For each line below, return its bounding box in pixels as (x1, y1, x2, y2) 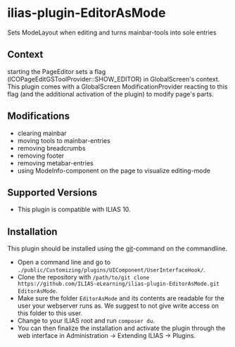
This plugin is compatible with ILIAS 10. (17, 206, 132, 214)
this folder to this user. (17, 309, 83, 317)
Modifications (7, 111, 70, 122)
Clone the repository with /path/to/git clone (17, 273, 150, 282)
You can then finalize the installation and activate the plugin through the (17, 324, 226, 332)
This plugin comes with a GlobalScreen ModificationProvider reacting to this (7, 82, 228, 91)
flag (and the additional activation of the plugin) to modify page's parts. (7, 89, 214, 98)
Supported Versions (7, 187, 97, 198)
